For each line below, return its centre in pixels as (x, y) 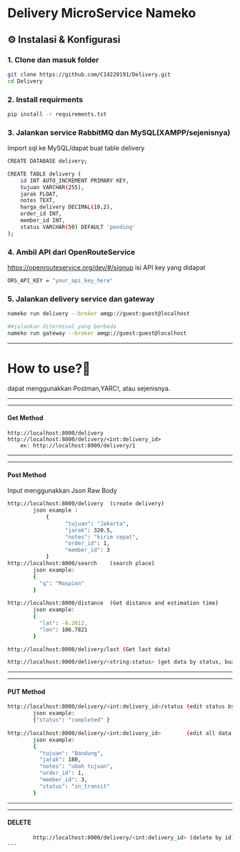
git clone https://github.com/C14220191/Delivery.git (89, 74)
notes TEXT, (38, 201)
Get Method (25, 418)
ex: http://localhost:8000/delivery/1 (78, 445)
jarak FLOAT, (40, 194)
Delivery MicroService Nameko (102, 13)
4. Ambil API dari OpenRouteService (71, 252)
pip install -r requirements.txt (57, 114)
